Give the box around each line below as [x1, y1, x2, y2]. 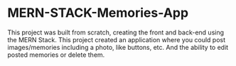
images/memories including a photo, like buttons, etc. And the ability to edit [7, 43, 229, 51]
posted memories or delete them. [7, 51, 105, 59]
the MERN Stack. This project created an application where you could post [7, 35, 226, 44]
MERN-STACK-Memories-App [7, 5, 189, 21]
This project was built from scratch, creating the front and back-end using [7, 28, 225, 37]
